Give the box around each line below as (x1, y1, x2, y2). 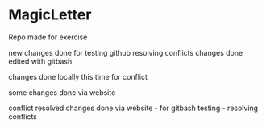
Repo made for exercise (8, 32, 88, 42)
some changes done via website (8, 87, 116, 97)
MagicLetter (8, 6, 92, 24)
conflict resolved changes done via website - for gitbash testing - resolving (8, 103, 259, 113)
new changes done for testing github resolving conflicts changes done (8, 47, 243, 57)
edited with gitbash (8, 56, 73, 66)
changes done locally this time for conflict (8, 72, 148, 81)
